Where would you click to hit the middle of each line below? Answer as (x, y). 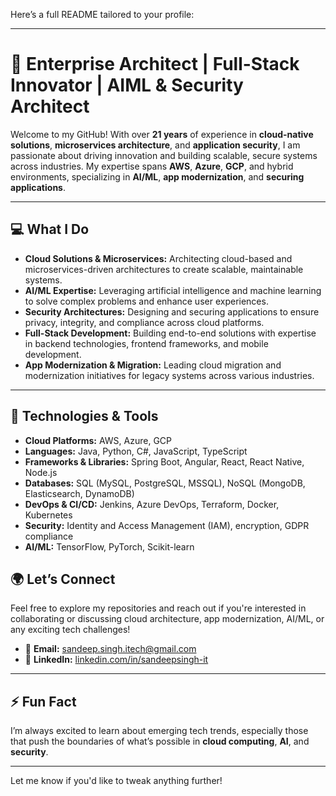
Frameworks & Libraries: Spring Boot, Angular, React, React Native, (164, 461)
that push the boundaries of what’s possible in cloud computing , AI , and (160, 741)
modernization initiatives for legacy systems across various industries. (169, 375)
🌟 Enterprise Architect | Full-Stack (155, 64)
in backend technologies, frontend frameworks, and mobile (146, 343)
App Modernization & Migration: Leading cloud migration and (153, 365)
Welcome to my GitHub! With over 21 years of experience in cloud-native (162, 134)
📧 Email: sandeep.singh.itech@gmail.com (110, 649)
